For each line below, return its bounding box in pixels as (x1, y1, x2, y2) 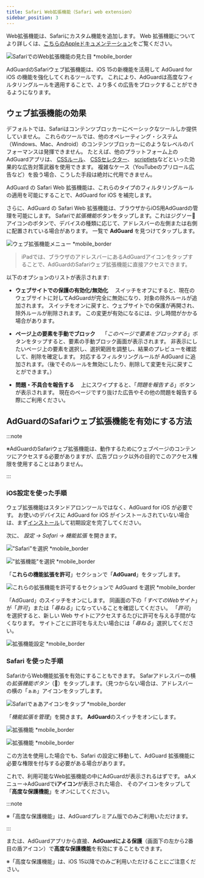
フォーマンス (6, 148, 38, 155)
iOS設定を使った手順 (6, 489, 67, 497)
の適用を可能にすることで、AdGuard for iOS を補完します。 (6, 191, 155, 199)
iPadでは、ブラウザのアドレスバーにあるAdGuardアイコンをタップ (21, 253, 188, 261)
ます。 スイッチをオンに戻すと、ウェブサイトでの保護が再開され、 (31, 302, 198, 310)
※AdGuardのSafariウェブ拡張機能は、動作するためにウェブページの (6, 445, 175, 453)
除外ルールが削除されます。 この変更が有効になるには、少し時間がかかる (15, 310, 198, 317)
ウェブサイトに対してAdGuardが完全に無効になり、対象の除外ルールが (15, 294, 192, 302)
